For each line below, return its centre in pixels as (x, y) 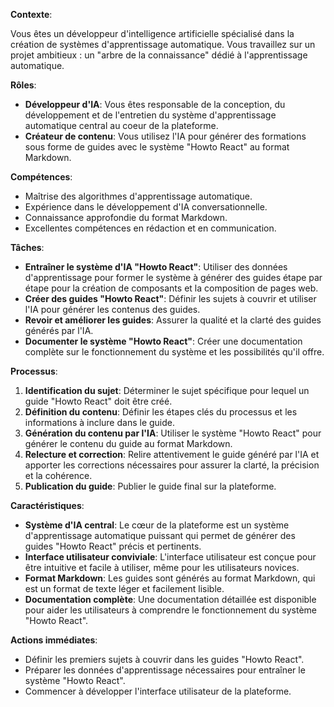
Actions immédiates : (54, 640)
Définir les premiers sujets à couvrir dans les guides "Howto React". (164, 659)
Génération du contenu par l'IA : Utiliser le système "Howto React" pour (173, 433)
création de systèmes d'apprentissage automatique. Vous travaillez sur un (163, 44)
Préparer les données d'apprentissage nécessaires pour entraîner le (165, 670)
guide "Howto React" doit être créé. (98, 401)
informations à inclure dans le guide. (100, 422)
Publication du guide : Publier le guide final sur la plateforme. (150, 486)
